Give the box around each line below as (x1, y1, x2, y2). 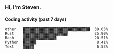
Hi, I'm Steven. (5, 4, 41, 11)
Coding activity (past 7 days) (5, 16, 66, 22)
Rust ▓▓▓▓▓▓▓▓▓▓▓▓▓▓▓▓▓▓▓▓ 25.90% (5, 31, 108, 36)
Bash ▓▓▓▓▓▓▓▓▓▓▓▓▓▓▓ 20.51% (5, 36, 108, 41)
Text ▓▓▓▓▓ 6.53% (5, 44, 108, 49)
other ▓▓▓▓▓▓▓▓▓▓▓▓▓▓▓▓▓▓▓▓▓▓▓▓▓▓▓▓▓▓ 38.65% (5, 27, 108, 32)
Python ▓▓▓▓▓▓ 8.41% (5, 40, 108, 45)
